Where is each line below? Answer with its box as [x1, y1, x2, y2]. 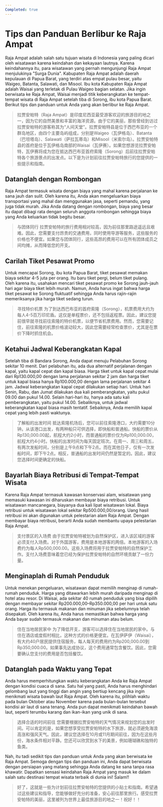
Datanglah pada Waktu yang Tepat [5, 665, 112, 673]
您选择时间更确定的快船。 [17, 457, 69, 462]
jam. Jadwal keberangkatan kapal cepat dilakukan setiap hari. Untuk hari [5, 384, 151, 389]
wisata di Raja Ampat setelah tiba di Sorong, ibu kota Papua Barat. [20, 96, 152, 102]
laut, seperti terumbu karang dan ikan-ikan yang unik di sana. [5, 709, 128, 715]
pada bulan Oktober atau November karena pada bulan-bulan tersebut [5, 699, 146, 705]
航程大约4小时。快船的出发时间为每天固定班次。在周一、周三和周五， [17, 438, 157, 444]
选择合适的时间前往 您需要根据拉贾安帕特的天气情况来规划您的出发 [17, 719, 151, 725]
